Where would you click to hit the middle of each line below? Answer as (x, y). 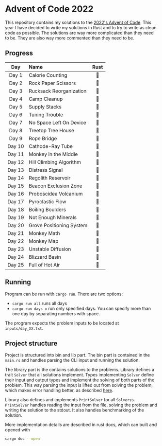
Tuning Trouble (46, 114)
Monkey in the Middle (53, 154)
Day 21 (16, 233)
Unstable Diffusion (50, 249)
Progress (19, 53)
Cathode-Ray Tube (51, 146)
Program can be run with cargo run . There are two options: (64, 294)
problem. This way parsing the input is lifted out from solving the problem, (79, 385)
